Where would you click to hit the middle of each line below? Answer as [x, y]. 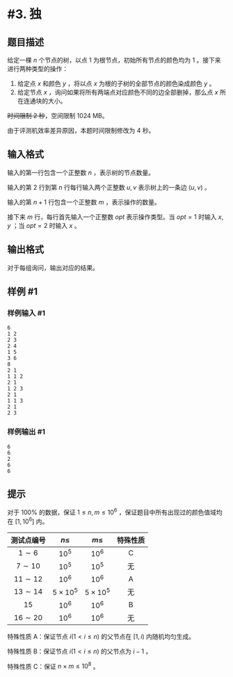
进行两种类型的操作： [38, 69]
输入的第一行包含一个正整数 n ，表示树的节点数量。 [81, 172]
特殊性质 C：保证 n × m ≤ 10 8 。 [53, 666]
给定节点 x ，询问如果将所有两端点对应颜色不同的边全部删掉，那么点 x [118, 92]
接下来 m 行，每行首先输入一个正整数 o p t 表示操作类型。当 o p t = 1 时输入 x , [115, 217]
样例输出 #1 [26, 432]
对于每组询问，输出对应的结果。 [53, 268]
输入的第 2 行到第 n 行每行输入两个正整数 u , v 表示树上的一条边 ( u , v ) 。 [109, 187]
